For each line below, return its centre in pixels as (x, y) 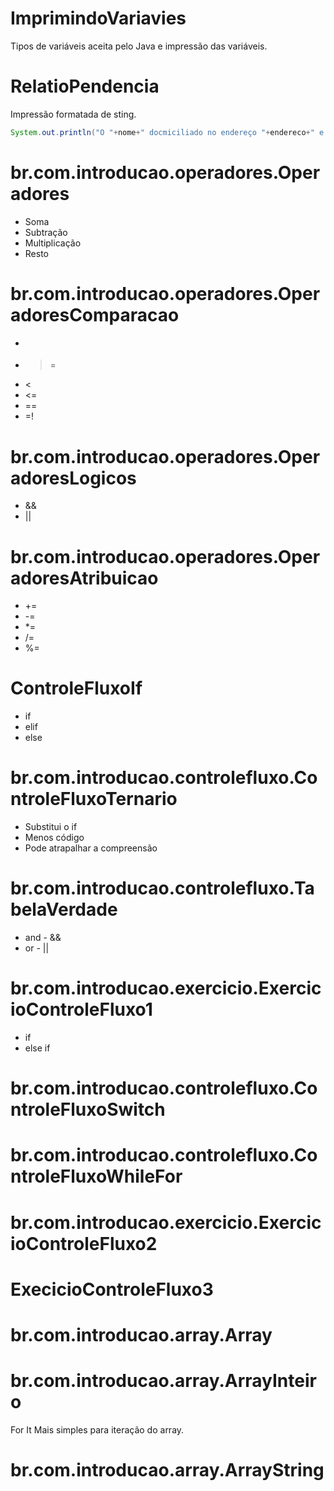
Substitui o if (51, 827)
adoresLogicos (73, 478)
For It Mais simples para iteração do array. (97, 1429)
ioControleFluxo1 (81, 1009)
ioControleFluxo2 (84, 1243)
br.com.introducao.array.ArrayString (167, 1470)
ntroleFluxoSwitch (88, 1109)
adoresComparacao (95, 314)
